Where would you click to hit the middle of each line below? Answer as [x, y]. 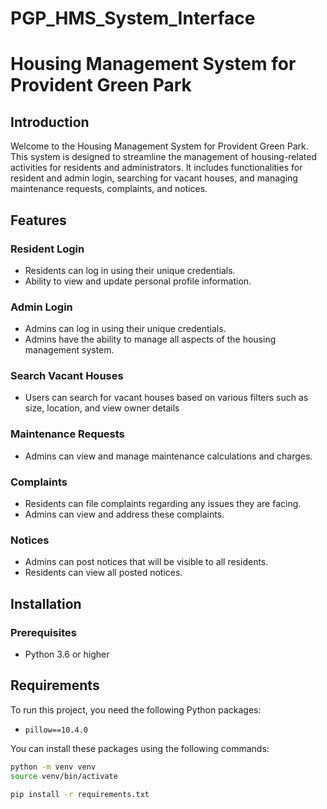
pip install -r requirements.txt [80, 794]
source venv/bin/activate [64, 776]
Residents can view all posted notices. [103, 573]
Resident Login [47, 249]
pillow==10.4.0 [56, 730]
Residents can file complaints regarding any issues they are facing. [163, 504]
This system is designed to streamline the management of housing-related [163, 157]
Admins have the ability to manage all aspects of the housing [150, 339]
